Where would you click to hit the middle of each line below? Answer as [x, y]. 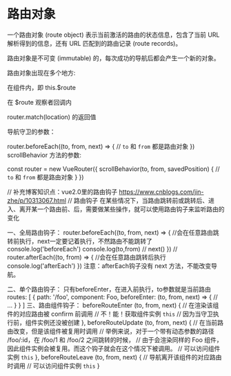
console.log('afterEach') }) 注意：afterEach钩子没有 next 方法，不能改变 [109, 266]
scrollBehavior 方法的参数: [44, 155]
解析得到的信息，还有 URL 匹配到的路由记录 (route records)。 [94, 43]
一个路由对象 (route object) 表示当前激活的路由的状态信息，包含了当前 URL [113, 35]
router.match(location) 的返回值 [52, 117]
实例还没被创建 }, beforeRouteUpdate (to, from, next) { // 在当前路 [130, 322]
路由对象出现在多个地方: [41, 73]
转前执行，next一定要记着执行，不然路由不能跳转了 [80, 241]
